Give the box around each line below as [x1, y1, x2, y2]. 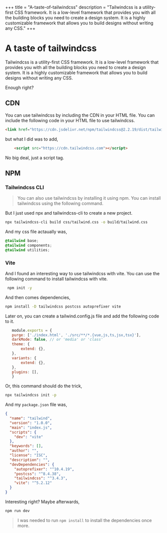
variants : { [11, 355, 37, 361]
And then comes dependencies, [5, 294, 71, 300]
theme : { [11, 342, 30, 347]
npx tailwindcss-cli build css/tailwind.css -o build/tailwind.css [5, 220, 148, 225]
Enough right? [5, 84, 34, 90]
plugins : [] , [11, 370, 39, 375]
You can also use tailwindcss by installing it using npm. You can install [17, 195, 161, 201]
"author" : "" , [9, 448, 39, 454]
